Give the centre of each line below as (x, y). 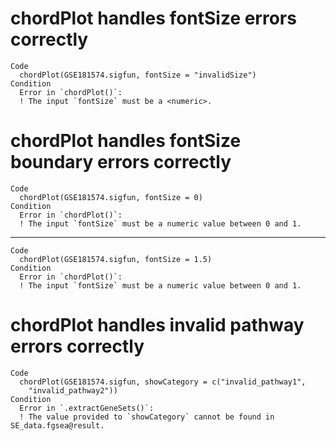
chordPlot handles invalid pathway (157, 325)
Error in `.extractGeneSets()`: (87, 408)
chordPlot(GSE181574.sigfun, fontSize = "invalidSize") (138, 75)
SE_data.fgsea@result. (57, 425)
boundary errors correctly (121, 162)
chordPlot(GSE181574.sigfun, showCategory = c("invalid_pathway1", (163, 382)
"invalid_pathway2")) (73, 390)
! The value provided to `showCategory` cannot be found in (147, 417)
